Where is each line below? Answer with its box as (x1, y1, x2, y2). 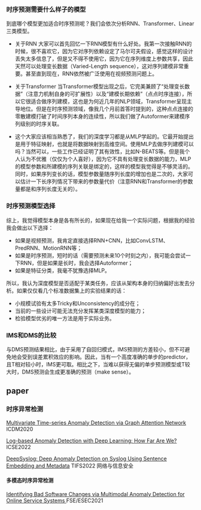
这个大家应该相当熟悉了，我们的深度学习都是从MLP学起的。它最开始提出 (14, 133, 194, 140)
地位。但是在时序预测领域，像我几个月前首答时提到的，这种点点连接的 (20, 105, 193, 113)
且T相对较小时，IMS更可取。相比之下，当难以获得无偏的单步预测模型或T (6, 360, 185, 368)
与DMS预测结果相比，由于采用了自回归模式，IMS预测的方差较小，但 (6, 345, 175, 353)
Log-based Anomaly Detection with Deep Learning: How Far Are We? (6, 437, 177, 444)
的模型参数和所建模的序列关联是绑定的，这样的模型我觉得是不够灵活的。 (14, 163, 193, 170)
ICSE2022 (6, 443, 31, 450)
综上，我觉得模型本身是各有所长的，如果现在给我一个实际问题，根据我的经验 (6, 217, 195, 224)
